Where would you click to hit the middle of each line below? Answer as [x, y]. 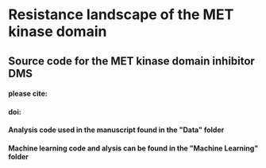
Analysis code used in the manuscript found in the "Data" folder [116, 130]
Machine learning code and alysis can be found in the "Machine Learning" [133, 148]
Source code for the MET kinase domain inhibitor [132, 61]
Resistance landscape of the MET [121, 15]
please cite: [28, 94]
